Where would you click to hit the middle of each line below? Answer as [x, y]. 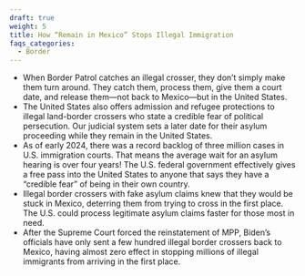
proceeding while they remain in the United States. [117, 136]
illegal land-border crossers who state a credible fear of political [143, 117]
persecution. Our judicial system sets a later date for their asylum [145, 126]
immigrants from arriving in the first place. [102, 261]
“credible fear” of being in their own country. [106, 184]
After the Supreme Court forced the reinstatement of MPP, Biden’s [147, 232]
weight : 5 [28, 26]
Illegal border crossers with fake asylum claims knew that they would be [158, 194]
